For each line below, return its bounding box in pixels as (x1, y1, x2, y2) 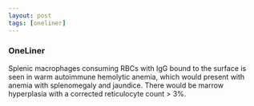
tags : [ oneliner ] (8, 19, 67, 27)
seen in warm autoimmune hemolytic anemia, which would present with (8, 72, 245, 81)
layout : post (8, 11, 52, 20)
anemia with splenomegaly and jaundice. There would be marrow (8, 80, 224, 90)
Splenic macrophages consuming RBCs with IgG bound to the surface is (8, 63, 247, 73)
